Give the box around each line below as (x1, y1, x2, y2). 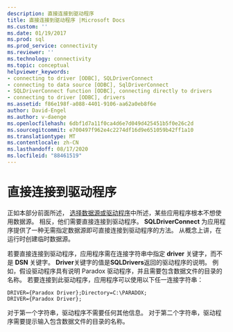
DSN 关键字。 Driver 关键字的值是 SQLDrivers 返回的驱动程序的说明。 (15, 258, 212, 266)
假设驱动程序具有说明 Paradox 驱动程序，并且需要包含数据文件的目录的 (19, 267, 223, 275)
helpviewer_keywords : (7, 68, 70, 75)
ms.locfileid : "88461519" (7, 152, 82, 160)
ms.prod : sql (7, 36, 45, 43)
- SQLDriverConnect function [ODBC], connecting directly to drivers (7, 88, 213, 94)
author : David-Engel (7, 107, 67, 114)
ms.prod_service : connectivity (7, 42, 98, 49)
